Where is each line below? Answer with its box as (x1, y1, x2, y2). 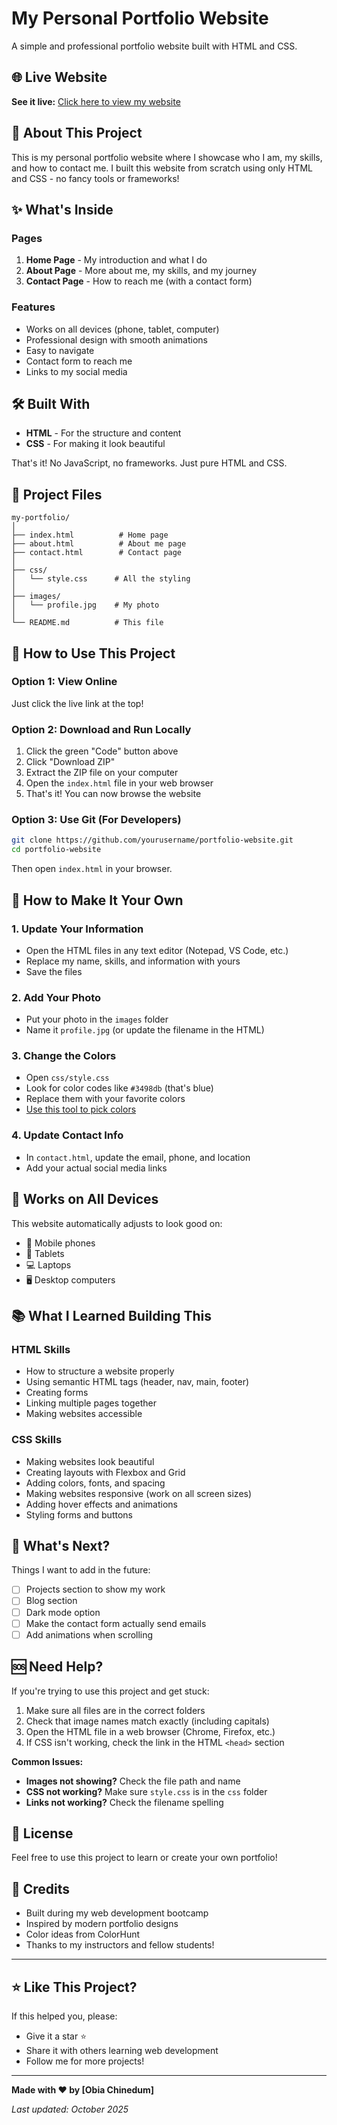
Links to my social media (25, 365, 128, 377)
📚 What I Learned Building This (11, 1307, 213, 1324)
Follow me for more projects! (25, 2055, 145, 2067)
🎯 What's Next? (11, 1537, 111, 1554)
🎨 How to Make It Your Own (11, 892, 184, 909)
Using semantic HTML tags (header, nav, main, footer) (25, 1376, 250, 1388)
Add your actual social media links (25, 1162, 168, 1174)
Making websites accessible (25, 1408, 143, 1420)
